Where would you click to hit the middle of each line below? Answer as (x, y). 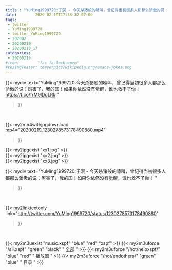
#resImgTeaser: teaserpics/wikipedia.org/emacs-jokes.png (69, 67)
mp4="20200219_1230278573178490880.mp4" (56, 130)
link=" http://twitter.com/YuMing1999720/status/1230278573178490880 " (82, 214)
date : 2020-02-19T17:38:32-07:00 (49, 15)
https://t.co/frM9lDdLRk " (32, 95)
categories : (18, 53)
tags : (11, 20)
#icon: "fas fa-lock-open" (42, 63)
